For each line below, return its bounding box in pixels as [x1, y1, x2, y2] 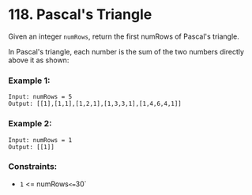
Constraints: [8, 161, 58, 172]
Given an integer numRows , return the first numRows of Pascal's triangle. [8, 32, 239, 41]
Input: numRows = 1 [8, 136, 73, 144]
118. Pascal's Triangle [8, 6, 152, 24]
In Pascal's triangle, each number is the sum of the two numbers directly [8, 47, 245, 56]
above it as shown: [8, 55, 70, 65]
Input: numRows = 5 [8, 93, 73, 101]
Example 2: [8, 118, 52, 129]
